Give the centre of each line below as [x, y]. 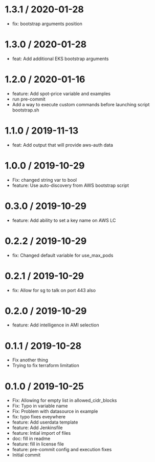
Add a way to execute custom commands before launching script [81, 104]
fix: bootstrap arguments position [47, 24]
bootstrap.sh [26, 110]
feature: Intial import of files [41, 433]
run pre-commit [29, 99]
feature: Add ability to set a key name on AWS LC [64, 220]
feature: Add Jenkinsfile [37, 428]
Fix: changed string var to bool [45, 180]
